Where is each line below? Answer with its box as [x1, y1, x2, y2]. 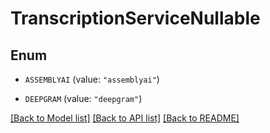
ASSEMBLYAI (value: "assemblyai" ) [24, 73, 160, 85]
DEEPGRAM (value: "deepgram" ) [24, 93, 143, 104]
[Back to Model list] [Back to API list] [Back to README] [10, 112, 240, 124]
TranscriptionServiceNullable [10, 7, 261, 30]
